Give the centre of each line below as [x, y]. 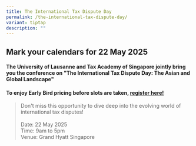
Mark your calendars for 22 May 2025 [77, 52]
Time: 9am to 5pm [43, 131]
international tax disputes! [52, 112]
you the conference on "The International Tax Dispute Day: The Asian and [98, 73]
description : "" [26, 28]
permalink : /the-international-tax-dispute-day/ [67, 17]
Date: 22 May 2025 [44, 125]
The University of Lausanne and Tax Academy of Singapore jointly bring [96, 67]
